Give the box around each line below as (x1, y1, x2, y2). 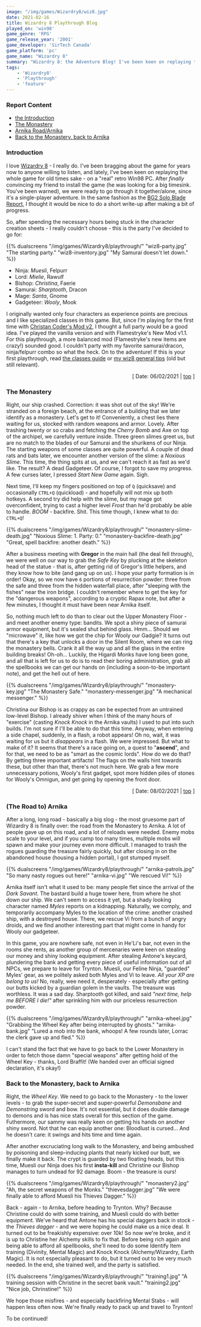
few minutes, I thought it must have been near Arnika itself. (6, 601, 151, 608)
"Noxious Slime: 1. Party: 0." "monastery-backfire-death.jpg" (33, 532, 183, 539)
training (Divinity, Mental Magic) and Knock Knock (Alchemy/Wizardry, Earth (6, 1249, 194, 1256)
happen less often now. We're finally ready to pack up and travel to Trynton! (6, 1304, 193, 1311)
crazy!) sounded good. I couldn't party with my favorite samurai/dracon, (6, 342, 184, 349)
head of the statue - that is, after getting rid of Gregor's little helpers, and (6, 563, 187, 570)
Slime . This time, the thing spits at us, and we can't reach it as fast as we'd (6, 458, 190, 465)
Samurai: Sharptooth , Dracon (14, 285, 87, 293)
